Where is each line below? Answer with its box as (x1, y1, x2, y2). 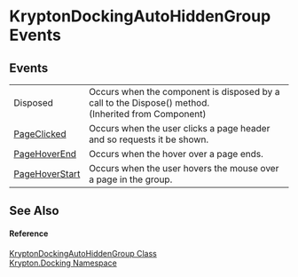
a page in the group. (88, 173, 173, 186)
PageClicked (13, 128, 67, 139)
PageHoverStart (13, 168, 81, 179)
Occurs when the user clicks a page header (88, 123, 271, 134)
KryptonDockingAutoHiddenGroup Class (9, 248, 157, 258)
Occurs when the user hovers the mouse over (88, 162, 279, 174)
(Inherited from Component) (88, 108, 207, 120)
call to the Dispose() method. (88, 97, 210, 108)
